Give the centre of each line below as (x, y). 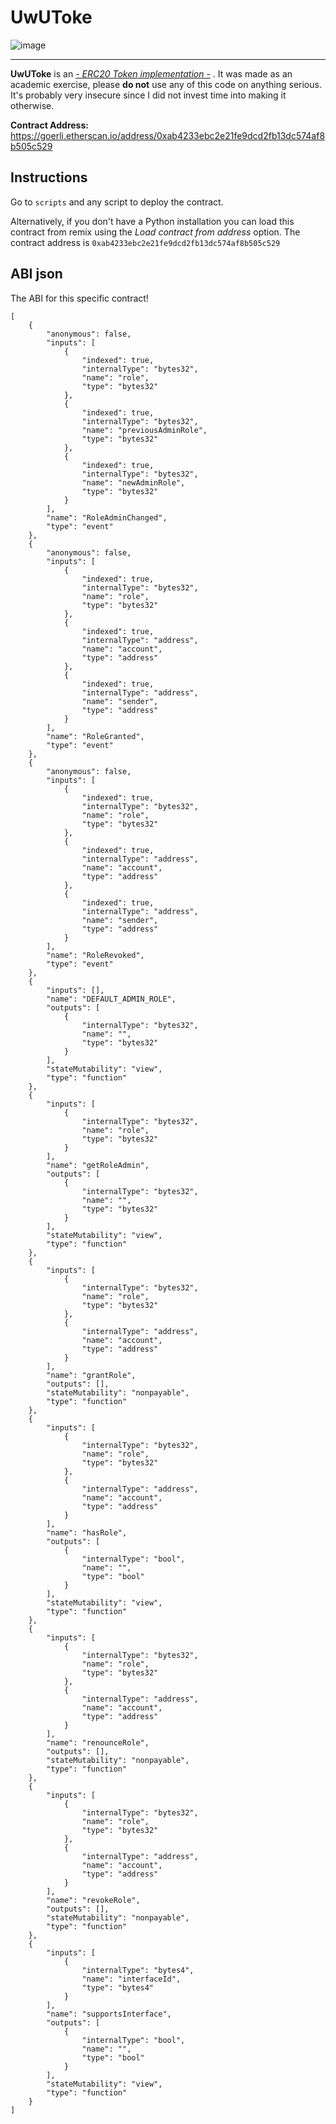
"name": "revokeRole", (93, 1900)
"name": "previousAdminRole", (144, 430)
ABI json (36, 274)
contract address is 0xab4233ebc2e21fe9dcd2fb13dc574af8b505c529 (145, 242)
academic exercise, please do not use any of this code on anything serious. (166, 84)
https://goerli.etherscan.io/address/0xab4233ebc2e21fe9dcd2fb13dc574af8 (168, 135)
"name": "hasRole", (87, 1532)
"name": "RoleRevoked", (95, 955)
